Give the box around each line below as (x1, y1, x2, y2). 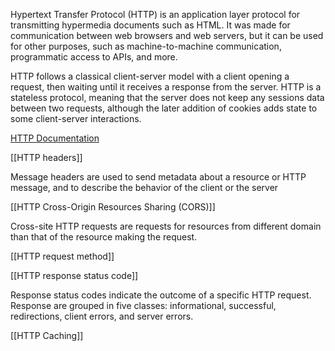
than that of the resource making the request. (10, 231, 198, 243)
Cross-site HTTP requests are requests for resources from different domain (10, 220, 322, 232)
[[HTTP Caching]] (10, 330, 84, 341)
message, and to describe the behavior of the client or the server (10, 182, 279, 193)
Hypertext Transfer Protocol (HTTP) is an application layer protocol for (10, 9, 301, 20)
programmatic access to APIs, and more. (10, 51, 178, 63)
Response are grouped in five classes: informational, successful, (10, 300, 277, 311)
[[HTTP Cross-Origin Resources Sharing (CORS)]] (10, 201, 216, 213)
